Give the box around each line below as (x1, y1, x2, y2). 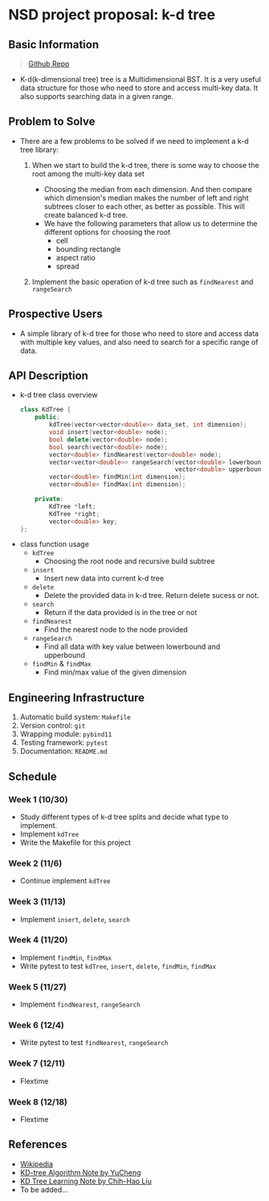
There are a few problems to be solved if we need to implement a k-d (19, 136, 249, 146)
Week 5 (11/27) (8, 981, 67, 992)
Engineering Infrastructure (8, 691, 145, 704)
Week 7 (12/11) (8, 1058, 66, 1069)
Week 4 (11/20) (8, 934, 68, 945)
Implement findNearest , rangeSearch (19, 999, 141, 1010)
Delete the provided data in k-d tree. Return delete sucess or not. (43, 591, 259, 600)
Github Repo (27, 59, 70, 68)
